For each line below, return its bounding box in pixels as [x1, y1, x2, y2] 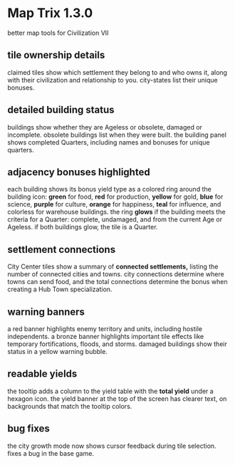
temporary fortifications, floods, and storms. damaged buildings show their [7, 340, 228, 348]
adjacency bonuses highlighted [7, 166, 151, 178]
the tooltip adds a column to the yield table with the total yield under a [7, 387, 214, 395]
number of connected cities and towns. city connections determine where [7, 270, 224, 278]
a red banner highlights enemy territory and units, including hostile [7, 325, 203, 333]
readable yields [7, 368, 78, 380]
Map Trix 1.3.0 [7, 5, 93, 21]
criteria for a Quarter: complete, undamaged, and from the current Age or [7, 215, 223, 224]
